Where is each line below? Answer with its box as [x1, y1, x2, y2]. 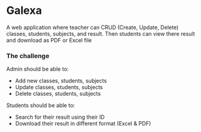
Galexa [6, 4, 43, 18]
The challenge [6, 51, 50, 60]
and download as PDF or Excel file [6, 36, 92, 44]
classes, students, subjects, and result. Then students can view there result [6, 30, 196, 37]
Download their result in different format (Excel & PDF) [15, 120, 151, 127]
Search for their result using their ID [15, 113, 105, 121]
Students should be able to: [6, 102, 75, 109]
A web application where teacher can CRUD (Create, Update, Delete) [6, 24, 179, 31]
